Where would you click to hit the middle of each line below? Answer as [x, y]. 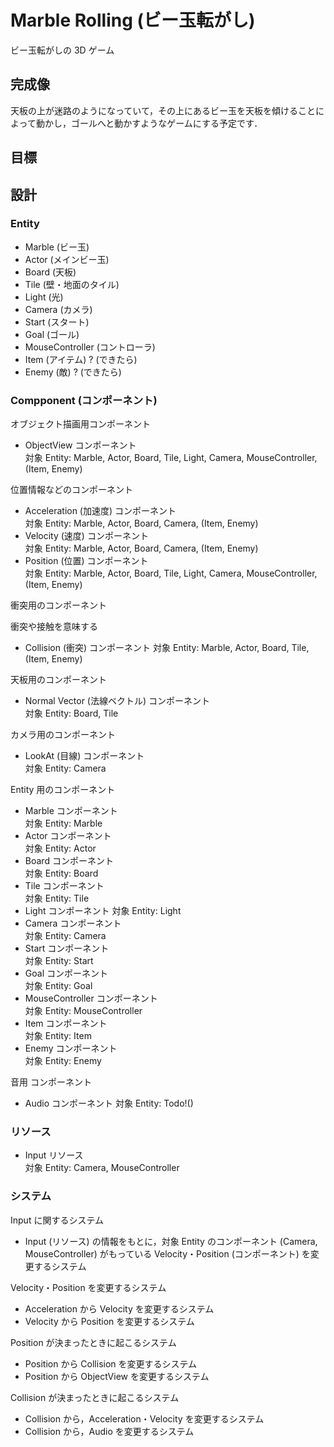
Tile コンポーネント [64, 886]
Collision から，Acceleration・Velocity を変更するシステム [144, 1418]
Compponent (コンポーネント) [84, 400]
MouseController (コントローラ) [90, 347]
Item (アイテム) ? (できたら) [81, 359]
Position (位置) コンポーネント [86, 561]
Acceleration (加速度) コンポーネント [100, 511]
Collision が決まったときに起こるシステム [95, 1397]
